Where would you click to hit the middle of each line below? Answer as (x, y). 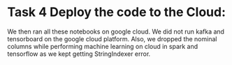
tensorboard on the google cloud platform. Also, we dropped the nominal (112, 38)
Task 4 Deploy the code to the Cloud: (116, 12)
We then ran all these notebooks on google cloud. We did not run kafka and (116, 31)
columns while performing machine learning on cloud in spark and (103, 46)
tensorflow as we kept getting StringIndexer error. (79, 54)
